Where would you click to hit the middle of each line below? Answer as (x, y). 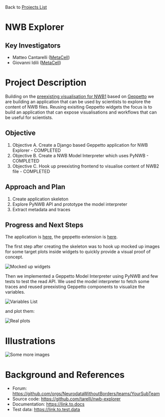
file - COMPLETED (31, 171)
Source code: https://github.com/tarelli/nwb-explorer (66, 399)
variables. (15, 292)
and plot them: (20, 311)
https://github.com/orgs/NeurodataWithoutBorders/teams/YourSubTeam (86, 394)
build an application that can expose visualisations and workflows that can (81, 112)
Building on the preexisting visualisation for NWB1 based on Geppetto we (80, 96)
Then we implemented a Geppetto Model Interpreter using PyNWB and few (82, 276)
